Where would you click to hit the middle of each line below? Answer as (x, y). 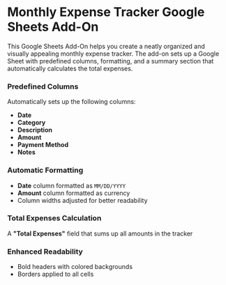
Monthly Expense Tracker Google (106, 12)
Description (35, 130)
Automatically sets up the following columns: (71, 102)
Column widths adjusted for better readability (82, 200)
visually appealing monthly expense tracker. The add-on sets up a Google (113, 54)
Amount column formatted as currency (74, 193)
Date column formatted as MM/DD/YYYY (71, 185)
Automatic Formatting (45, 170)
